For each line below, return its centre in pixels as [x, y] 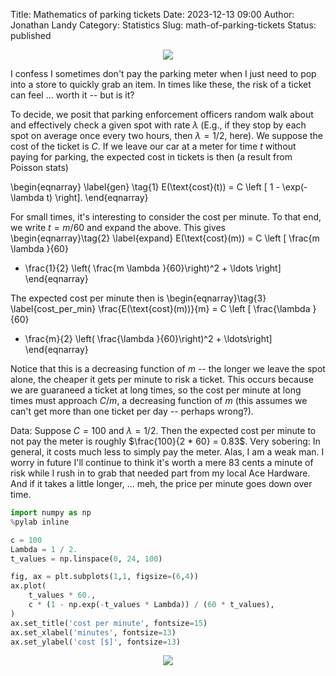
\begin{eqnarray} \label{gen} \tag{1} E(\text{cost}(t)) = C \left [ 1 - [145, 187]
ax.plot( [28, 586]
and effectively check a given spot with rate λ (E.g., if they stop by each [158, 125]
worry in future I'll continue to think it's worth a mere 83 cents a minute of [162, 462]
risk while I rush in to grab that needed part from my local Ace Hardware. [160, 473]
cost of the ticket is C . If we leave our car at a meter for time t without [153, 146]
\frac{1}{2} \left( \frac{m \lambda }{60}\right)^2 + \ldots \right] [153, 268]
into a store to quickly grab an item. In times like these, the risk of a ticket [161, 84]
